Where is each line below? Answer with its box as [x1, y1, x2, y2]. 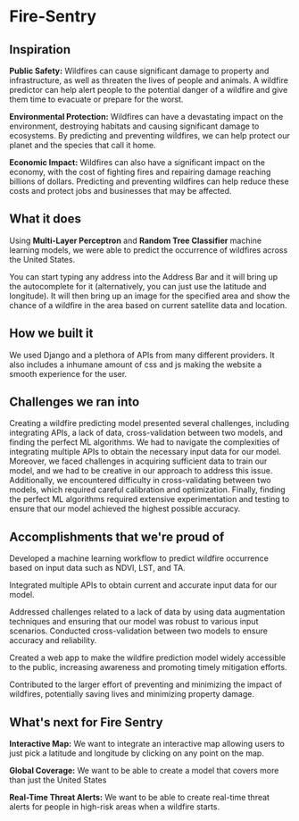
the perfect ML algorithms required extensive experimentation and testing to [9, 494, 290, 505]
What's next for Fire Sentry [9, 715, 163, 730]
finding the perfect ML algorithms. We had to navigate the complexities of [9, 437, 280, 448]
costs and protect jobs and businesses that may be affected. [9, 186, 232, 196]
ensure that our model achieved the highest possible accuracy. [9, 503, 241, 515]
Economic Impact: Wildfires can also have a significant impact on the [9, 157, 266, 167]
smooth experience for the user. [9, 368, 128, 379]
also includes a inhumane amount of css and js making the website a [9, 359, 262, 370]
